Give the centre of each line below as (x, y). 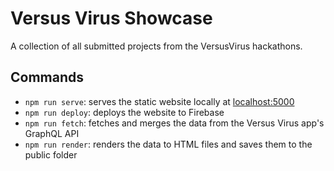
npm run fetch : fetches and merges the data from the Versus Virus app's (174, 123)
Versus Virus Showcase (111, 18)
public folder (51, 154)
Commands (47, 77)
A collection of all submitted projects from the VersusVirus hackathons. (156, 46)
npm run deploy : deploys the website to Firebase (124, 112)
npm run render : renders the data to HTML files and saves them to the (168, 144)
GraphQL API (52, 133)
